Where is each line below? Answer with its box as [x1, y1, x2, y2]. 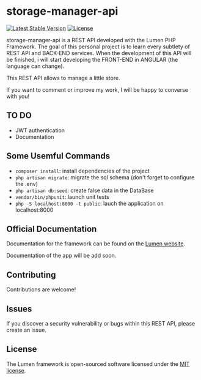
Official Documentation [6, 223, 97, 234]
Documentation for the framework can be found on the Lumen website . [6, 240, 185, 247]
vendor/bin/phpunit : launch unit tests [15, 193, 109, 200]
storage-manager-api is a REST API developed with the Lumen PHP [6, 36, 176, 43]
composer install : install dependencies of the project [15, 167, 150, 174]
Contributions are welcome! [6, 286, 76, 293]
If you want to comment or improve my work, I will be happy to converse [6, 86, 188, 93]
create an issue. [6, 326, 47, 333]
